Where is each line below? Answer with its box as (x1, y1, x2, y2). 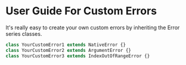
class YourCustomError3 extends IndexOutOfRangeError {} (5, 52, 150, 59)
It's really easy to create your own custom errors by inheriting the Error (5, 24, 180, 31)
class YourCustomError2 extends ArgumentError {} (5, 47, 132, 53)
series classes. (5, 30, 42, 37)
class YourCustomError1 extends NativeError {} (5, 42, 126, 48)
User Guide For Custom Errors (5, 4, 157, 18)
